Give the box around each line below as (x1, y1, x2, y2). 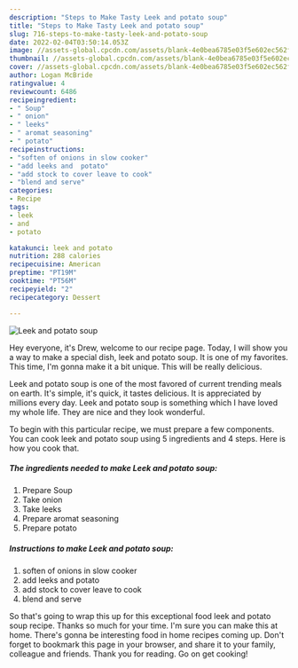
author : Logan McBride (9, 71, 93, 80)
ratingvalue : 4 (9, 79, 66, 88)
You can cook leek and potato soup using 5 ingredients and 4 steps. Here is (9, 433, 286, 444)
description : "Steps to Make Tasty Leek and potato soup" (9, 12, 228, 22)
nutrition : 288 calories (9, 252, 101, 261)
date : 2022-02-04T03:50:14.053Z (9, 37, 129, 47)
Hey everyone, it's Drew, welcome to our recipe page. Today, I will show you (9, 342, 288, 353)
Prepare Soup (21, 485, 73, 496)
